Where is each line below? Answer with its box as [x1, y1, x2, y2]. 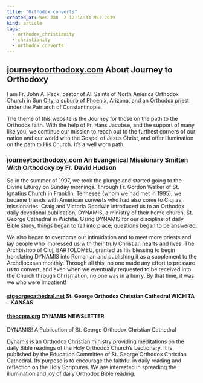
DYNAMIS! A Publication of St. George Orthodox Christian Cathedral [7, 326, 176, 333]
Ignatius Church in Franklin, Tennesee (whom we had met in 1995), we [7, 190, 182, 197]
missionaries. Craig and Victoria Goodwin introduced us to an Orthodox [7, 202, 185, 210]
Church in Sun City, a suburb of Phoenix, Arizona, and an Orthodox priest [7, 97, 190, 104]
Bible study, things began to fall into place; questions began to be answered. [7, 222, 198, 229]
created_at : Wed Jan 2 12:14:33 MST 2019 [7, 14, 115, 21]
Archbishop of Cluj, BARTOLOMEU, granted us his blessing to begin [7, 246, 176, 254]
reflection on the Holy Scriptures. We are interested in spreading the [7, 363, 177, 370]
